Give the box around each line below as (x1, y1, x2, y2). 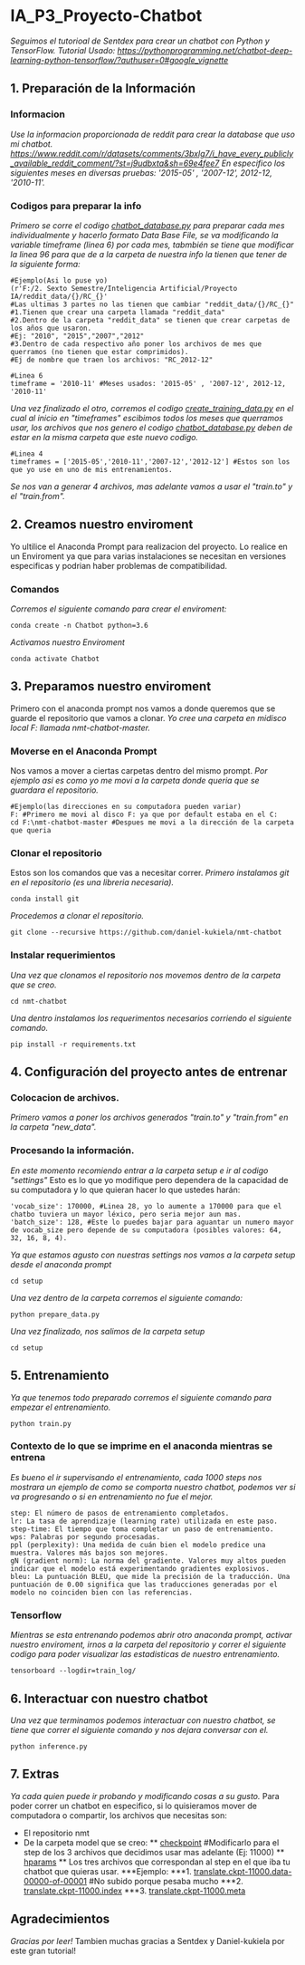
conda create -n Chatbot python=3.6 (10, 621, 148, 631)
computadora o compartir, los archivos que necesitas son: (10, 1809, 227, 1821)
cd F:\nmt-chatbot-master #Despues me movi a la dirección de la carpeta (10, 818, 295, 827)
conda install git (10, 894, 80, 904)
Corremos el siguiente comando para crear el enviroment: (10, 603, 227, 614)
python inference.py (10, 1741, 89, 1751)
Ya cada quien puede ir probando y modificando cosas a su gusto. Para (10, 1790, 280, 1801)
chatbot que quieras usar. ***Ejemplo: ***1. (23, 1865, 193, 1876)
